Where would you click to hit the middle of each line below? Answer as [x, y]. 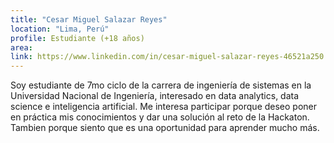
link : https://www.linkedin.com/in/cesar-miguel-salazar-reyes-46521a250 [167, 57]
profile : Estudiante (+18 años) [77, 38]
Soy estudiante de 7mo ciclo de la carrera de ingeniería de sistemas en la [161, 85]
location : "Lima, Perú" [60, 29]
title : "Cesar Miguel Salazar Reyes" [89, 19]
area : [21, 47]
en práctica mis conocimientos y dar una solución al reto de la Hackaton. [160, 117]
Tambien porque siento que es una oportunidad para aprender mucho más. [165, 128]
